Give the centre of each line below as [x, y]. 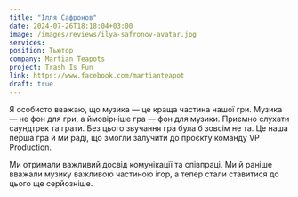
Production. [30, 147]
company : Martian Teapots [57, 59]
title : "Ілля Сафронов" [53, 17]
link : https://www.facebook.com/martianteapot [97, 76]
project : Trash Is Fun [51, 68]
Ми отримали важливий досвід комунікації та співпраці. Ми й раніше [141, 164]
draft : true [31, 84]
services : [28, 42]
